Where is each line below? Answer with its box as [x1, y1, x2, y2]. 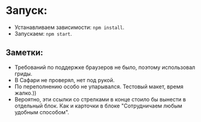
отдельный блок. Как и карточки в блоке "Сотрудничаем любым [14, 102, 183, 109]
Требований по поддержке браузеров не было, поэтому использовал [14, 63, 196, 71]
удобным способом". [14, 108, 70, 115]
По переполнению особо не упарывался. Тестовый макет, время [14, 83, 184, 90]
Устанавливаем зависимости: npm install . [14, 24, 125, 31]
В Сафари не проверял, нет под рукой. [14, 76, 115, 83]
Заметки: [5, 48, 44, 58]
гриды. [14, 70, 33, 77]
